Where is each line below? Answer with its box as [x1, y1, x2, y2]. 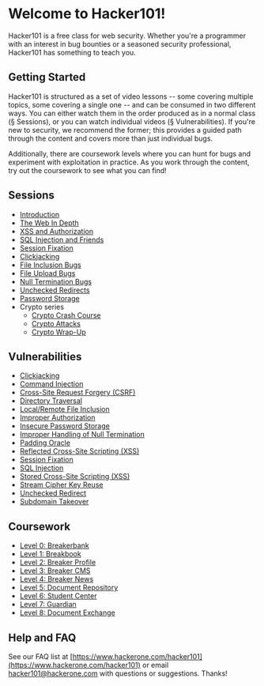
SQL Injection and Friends [19, 235, 104, 244]
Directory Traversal [19, 396, 83, 405]
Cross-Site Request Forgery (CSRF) [19, 388, 136, 398]
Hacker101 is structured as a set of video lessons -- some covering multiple [8, 92, 254, 101]
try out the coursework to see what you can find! [8, 165, 168, 175]
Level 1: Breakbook [19, 549, 81, 559]
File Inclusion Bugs [19, 260, 81, 269]
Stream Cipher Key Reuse [19, 480, 104, 490]
